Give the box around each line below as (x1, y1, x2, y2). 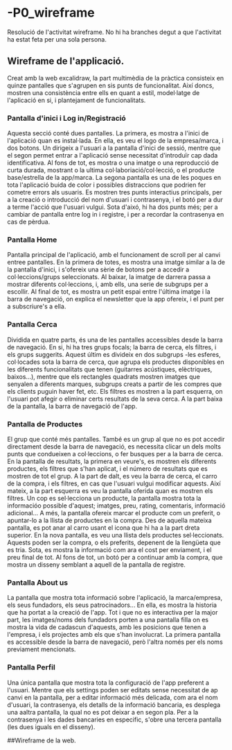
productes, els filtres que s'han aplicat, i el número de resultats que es (7, 464, 208, 473)
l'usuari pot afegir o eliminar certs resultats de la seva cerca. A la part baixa (7, 394, 223, 403)
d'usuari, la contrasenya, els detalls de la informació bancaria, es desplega (7, 700, 221, 709)
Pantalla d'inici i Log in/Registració (7, 113, 126, 123)
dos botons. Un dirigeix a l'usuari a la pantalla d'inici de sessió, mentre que (7, 144, 222, 152)
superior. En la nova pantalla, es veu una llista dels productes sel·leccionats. (7, 531, 224, 539)
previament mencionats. (7, 645, 76, 653)
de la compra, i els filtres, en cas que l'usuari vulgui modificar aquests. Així (7, 479, 221, 487)
